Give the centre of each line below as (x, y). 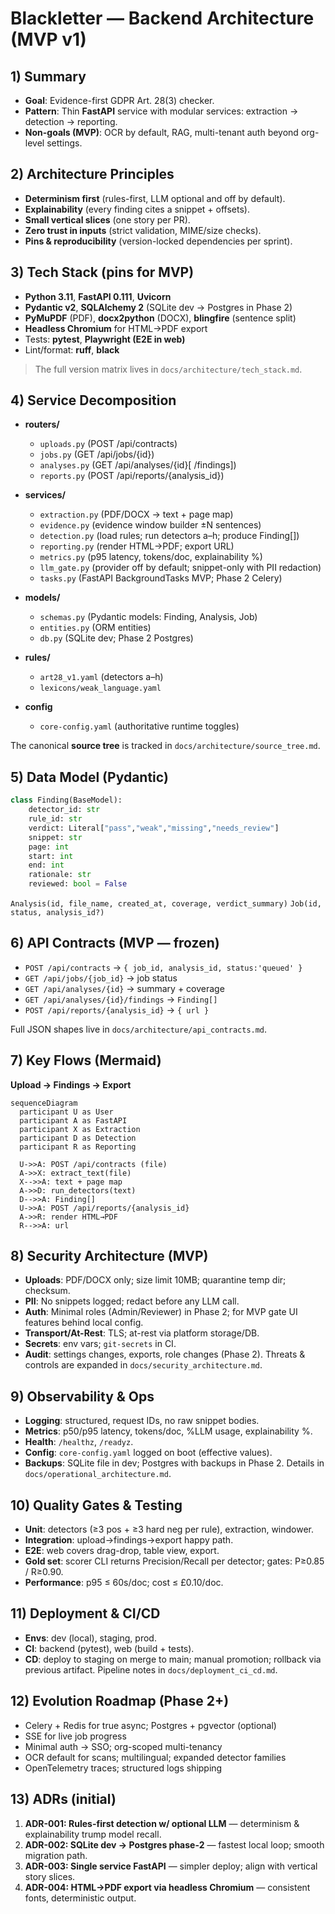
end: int (46, 865)
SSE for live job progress (75, 1736)
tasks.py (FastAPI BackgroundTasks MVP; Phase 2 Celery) (161, 578)
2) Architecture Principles (92, 174)
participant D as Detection (78, 1138)
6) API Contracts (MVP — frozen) (115, 943)
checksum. (47, 1291)
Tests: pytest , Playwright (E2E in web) (105, 339)
